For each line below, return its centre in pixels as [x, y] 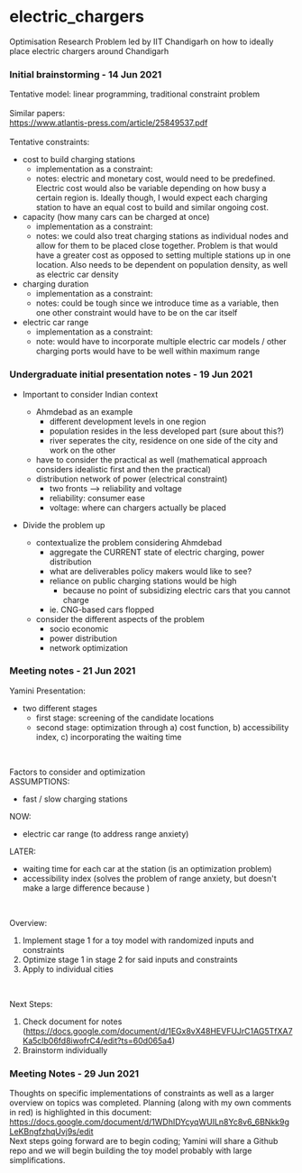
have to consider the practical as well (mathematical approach [151, 459]
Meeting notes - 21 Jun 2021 [73, 671]
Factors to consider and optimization [78, 772]
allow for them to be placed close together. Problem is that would [157, 246]
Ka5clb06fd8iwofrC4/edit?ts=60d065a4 [97, 1040]
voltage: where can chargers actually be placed [138, 508]
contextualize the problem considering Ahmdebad [129, 542]
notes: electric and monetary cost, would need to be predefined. [156, 179]
